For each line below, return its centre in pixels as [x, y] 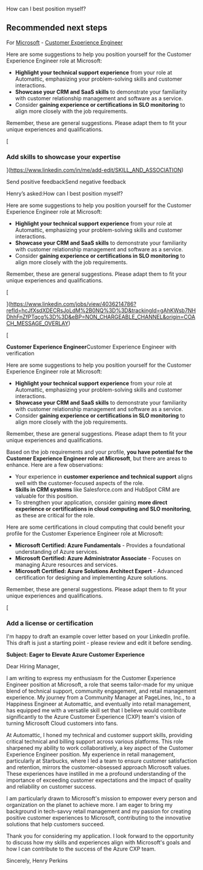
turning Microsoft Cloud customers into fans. [62, 723]
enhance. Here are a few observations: [55, 465]
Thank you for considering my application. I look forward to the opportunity [100, 836]
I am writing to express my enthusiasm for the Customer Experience [91, 678]
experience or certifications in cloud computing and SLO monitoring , [103, 509]
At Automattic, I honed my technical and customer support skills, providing [99, 735]
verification [20, 353]
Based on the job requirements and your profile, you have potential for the [100, 452]
